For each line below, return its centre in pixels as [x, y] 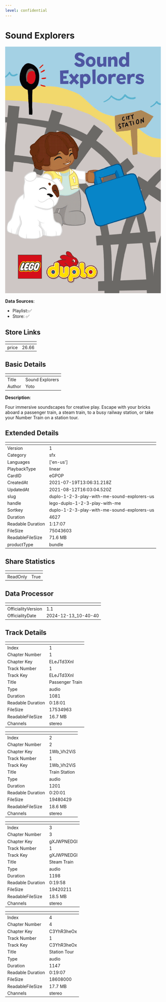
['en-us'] [59, 462]
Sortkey [15, 510]
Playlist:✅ [22, 311]
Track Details [26, 632]
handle [14, 503]
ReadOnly [17, 576]
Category [17, 455]
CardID [14, 476]
